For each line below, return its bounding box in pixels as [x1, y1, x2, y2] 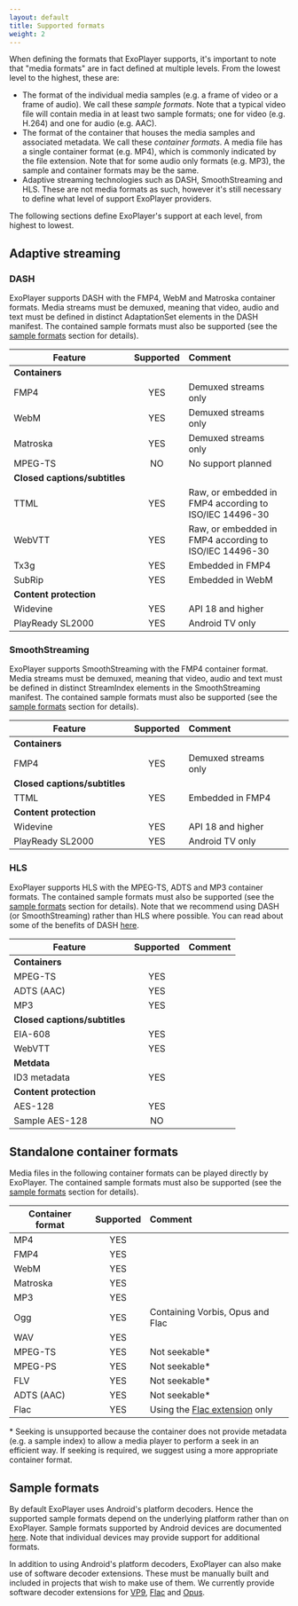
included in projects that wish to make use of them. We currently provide [9, 1578, 275, 1588]
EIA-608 [13, 1027, 51, 1040]
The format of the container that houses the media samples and [21, 128, 255, 138]
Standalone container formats [9, 1145, 179, 1160]
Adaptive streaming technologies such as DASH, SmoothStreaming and [21, 175, 284, 185]
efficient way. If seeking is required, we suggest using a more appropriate [9, 1445, 278, 1456]
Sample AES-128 [13, 1114, 88, 1127]
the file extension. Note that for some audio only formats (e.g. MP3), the [21, 156, 286, 167]
